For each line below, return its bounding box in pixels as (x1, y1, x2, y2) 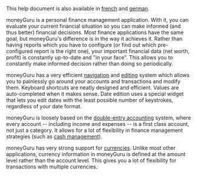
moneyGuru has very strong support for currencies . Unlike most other (6, 144, 176, 151)
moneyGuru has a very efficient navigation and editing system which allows (6, 72, 190, 78)
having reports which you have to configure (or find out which (6, 41, 157, 48)
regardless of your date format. (6, 103, 82, 109)
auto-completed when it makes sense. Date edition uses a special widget (6, 91, 184, 97)
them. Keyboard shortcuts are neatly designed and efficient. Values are (6, 84, 179, 91)
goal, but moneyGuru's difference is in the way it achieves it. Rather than (6, 35, 183, 42)
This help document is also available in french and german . (6, 5, 150, 12)
